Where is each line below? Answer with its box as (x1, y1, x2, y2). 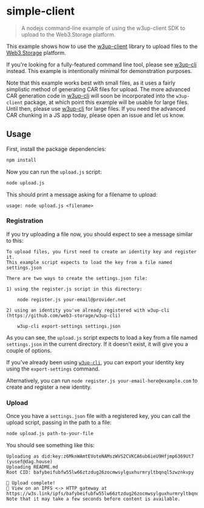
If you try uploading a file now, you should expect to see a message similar (6, 230, 193, 238)
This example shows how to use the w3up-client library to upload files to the (6, 43, 198, 50)
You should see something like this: (6, 441, 95, 448)
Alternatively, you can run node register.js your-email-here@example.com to (6, 377, 198, 384)
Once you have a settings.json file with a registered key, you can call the (6, 412, 191, 420)
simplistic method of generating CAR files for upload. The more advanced (6, 85, 191, 92)
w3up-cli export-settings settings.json (17, 323, 121, 329)
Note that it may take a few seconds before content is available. (6, 496, 181, 502)
